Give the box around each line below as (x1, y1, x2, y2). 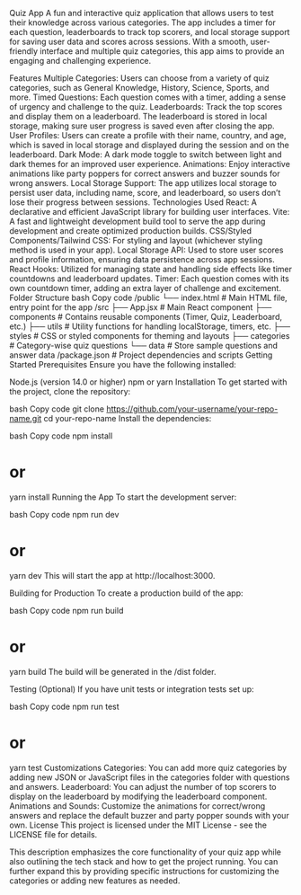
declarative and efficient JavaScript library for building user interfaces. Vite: (9, 207, 290, 217)
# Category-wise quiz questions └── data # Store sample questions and (9, 341, 279, 350)
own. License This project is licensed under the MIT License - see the (9, 820, 268, 830)
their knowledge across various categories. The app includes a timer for (9, 17, 276, 28)
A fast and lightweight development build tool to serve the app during (9, 216, 266, 226)
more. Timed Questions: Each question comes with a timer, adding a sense (9, 92, 286, 102)
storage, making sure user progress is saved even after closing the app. (9, 120, 276, 131)
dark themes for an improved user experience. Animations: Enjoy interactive (9, 159, 290, 169)
